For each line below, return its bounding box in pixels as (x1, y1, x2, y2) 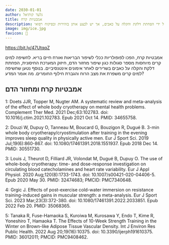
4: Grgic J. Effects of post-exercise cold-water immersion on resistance (5, 187, 154, 193)
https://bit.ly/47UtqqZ (5, 45, 50, 50)
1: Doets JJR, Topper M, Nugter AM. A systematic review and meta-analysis (5, 98, 162, 104)
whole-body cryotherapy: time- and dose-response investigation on (5, 161, 146, 167)
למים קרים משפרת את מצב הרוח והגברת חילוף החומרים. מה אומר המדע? (5, 71, 144, 76)
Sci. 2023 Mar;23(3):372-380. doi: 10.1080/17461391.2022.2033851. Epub (5, 197, 158, 203)
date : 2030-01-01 (5, 7, 42, 13)
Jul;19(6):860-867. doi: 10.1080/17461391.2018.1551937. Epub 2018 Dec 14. (5, 140, 158, 146)
